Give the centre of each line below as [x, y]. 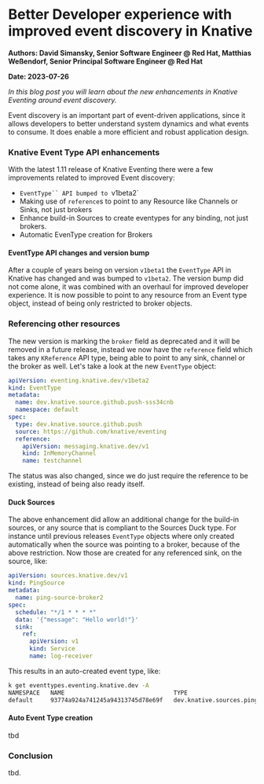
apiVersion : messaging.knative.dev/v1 [86, 446]
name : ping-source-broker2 [59, 598]
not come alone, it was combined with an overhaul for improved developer [128, 287]
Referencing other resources [64, 324]
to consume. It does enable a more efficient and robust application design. [128, 132]
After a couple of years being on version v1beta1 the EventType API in [120, 270]
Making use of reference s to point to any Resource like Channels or [128, 201]
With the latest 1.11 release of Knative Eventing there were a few [111, 170]
